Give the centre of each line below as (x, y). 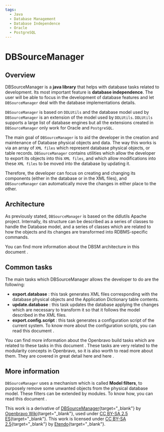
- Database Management (33, 19)
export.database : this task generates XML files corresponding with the (85, 294)
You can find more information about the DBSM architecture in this (72, 246)
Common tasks (29, 267)
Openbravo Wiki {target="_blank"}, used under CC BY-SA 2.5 (67, 414)
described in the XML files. (40, 315)
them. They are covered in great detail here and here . (60, 356)
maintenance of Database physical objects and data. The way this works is (81, 143)
